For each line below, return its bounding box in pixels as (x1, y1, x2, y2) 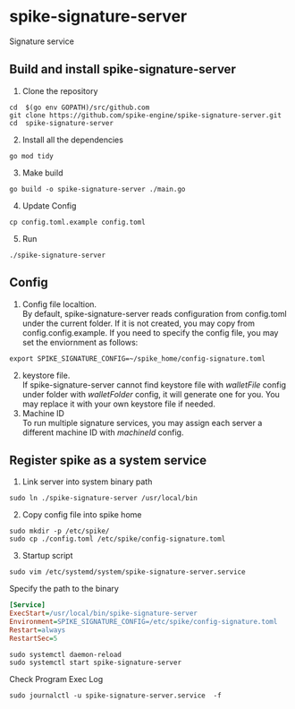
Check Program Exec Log (9, 673, 104, 684)
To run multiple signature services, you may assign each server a (21, 417, 263, 428)
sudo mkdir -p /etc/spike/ (9, 526, 110, 536)
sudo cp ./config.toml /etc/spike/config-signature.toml (9, 534, 226, 543)
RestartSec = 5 (9, 634, 58, 643)
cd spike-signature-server (9, 118, 114, 127)
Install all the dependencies (21, 134, 123, 145)
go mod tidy (9, 151, 54, 160)
